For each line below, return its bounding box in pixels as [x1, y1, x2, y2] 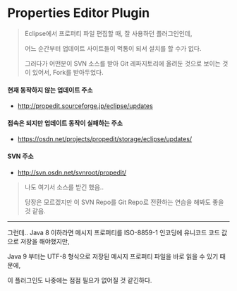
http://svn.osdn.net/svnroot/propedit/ [17, 168, 127, 177]
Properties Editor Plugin [7, 5, 150, 21]
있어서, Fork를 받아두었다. [32, 68, 104, 76]
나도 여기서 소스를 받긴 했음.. [24, 182, 104, 191]
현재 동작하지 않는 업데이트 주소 [7, 85, 93, 94]
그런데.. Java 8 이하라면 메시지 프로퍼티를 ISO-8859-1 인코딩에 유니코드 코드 [7, 228, 220, 237]
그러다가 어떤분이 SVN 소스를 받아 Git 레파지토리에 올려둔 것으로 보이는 [24, 59, 221, 68]
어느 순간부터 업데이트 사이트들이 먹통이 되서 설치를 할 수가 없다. [24, 44, 202, 52]
